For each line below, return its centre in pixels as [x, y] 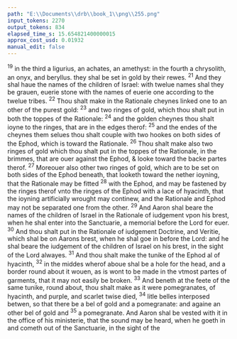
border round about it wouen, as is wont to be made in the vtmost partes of [117, 271]
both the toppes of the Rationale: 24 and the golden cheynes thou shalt [111, 118]
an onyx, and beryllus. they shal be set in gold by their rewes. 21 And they [115, 77]
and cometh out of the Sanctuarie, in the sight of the [84, 328]
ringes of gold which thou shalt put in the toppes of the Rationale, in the [112, 151]
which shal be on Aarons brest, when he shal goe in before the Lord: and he [118, 239]
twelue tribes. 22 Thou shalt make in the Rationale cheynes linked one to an [117, 100]
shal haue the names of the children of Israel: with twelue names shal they [116, 85]
